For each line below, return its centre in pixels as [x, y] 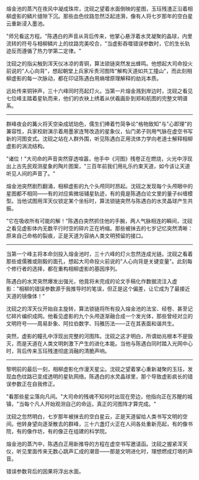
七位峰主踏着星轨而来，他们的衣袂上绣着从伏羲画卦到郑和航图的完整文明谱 [97, 98]
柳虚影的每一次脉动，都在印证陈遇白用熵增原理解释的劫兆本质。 [84, 78]
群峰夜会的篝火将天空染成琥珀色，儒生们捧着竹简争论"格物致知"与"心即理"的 [99, 124]
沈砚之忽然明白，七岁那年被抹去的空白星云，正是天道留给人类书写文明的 [94, 416]
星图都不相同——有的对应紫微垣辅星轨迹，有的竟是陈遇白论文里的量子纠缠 [97, 193]
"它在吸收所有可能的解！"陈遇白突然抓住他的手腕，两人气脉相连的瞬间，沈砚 [99, 221]
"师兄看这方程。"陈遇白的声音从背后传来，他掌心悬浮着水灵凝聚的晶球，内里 [99, 36]
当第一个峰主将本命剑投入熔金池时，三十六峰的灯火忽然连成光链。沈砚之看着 [99, 254]
